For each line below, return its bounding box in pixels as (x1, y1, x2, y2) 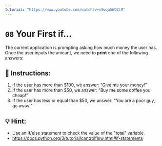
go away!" (12, 103, 33, 109)
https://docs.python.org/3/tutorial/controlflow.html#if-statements (12, 135, 143, 141)
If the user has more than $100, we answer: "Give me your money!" (12, 82, 147, 88)
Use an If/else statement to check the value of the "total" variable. (12, 130, 145, 136)
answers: (5, 55, 23, 61)
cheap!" (12, 93, 28, 98)
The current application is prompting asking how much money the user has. (5, 45, 157, 50)
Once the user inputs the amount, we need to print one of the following (5, 49, 148, 55)
